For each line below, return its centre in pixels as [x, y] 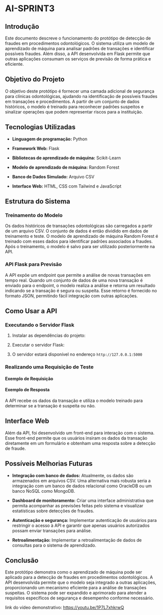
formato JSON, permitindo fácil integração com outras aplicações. [72, 296]
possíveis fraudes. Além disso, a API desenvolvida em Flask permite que [78, 54]
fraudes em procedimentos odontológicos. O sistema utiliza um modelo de [80, 43]
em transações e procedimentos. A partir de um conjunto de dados [72, 101]
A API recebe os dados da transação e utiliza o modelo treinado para [74, 401]
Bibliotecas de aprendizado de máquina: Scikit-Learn [66, 158]
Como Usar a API [31, 311]
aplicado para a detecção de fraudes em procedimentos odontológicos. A [79, 577]
